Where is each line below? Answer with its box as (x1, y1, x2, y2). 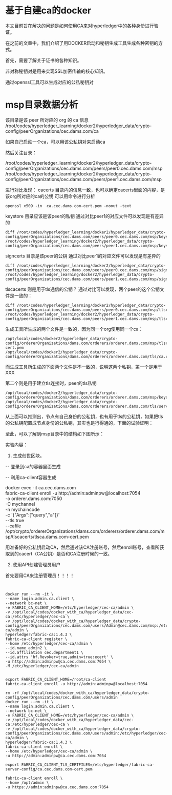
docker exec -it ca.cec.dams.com (5, 484, 76, 490)
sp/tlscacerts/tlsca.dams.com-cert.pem (5, 533, 89, 540)
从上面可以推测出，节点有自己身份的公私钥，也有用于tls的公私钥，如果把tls (5, 413, 163, 420)
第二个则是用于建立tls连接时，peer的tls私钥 (5, 380, 97, 386)
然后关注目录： (5, 149, 37, 155)
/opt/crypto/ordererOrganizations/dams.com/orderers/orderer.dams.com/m (5, 528, 165, 534)
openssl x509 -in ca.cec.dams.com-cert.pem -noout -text (5, 203, 132, 208)
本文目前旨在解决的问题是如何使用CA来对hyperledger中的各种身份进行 (5, 23, 154, 29)
